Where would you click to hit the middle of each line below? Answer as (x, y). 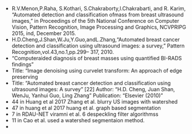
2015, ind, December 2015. (44, 33)
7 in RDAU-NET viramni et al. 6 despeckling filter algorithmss (85, 114)
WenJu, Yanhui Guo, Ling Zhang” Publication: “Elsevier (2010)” (87, 95)
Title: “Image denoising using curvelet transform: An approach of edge (97, 71)
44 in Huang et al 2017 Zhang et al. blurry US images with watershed (95, 102)
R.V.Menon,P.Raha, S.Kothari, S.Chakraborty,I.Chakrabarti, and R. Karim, (99, 8)
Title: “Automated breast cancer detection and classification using (91, 83)
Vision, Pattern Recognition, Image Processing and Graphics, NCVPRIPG (99, 27)
